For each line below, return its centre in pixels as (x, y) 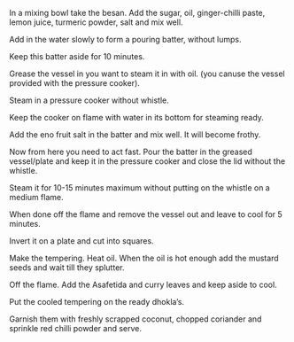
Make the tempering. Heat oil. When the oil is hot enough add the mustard (144, 258)
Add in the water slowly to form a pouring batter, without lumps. (125, 39)
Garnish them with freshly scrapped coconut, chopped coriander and (135, 319)
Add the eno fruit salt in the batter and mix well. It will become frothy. (135, 135)
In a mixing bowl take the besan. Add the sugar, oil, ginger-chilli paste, (137, 13)
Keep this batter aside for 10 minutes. (77, 56)
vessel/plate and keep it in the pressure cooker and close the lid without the (147, 161)
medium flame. (36, 197)
